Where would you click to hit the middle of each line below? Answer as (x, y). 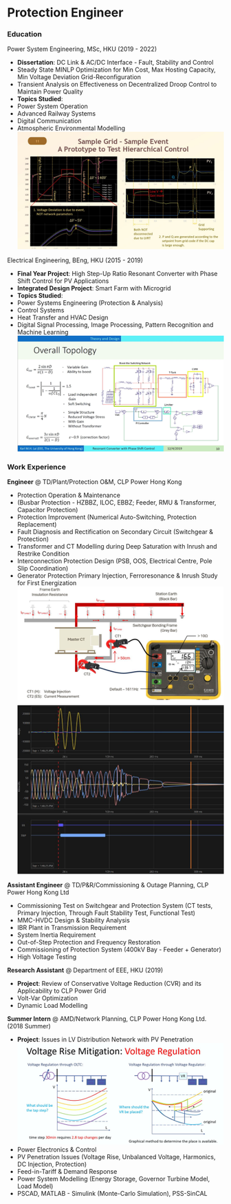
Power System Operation (52, 106)
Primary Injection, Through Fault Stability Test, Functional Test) (106, 913)
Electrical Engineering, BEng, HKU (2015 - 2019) (75, 260)
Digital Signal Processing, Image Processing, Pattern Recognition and (115, 325)
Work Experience (37, 467)
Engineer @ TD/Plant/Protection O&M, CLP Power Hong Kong (95, 482)
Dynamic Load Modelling (52, 1006)
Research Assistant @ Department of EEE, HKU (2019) (85, 970)
